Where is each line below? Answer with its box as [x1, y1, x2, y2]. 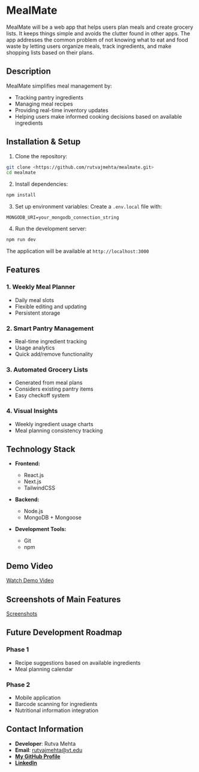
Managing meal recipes [14, 100, 73, 107]
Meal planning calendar [14, 665, 74, 673]
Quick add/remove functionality [14, 351, 93, 358]
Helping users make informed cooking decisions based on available [14, 113, 182, 120]
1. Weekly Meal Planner [6, 283, 76, 291]
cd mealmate [6, 170, 36, 176]
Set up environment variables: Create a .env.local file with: [14, 203, 162, 210]
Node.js [23, 508, 44, 515]
